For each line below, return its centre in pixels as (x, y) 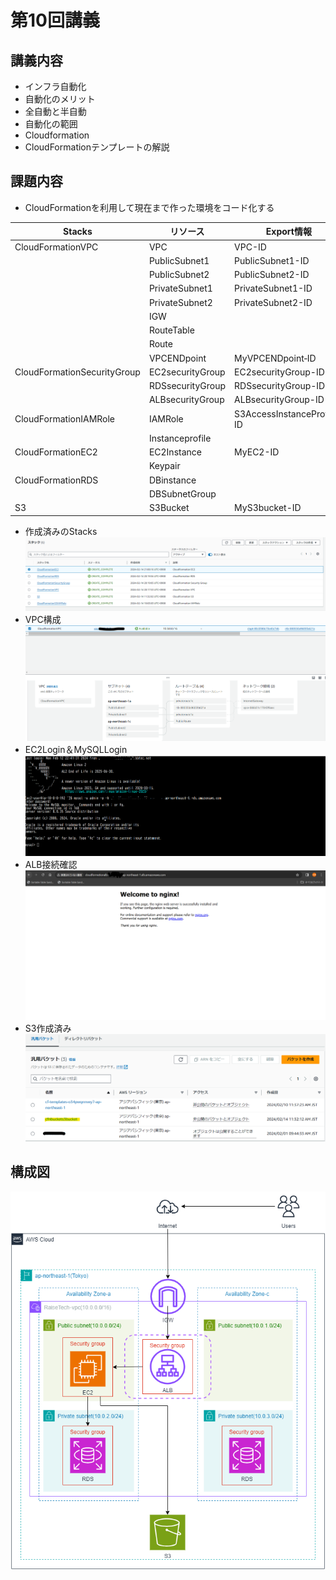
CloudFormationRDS (56, 480)
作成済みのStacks (61, 531)
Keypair (164, 466)
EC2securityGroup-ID (279, 372)
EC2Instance (175, 452)
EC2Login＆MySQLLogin (76, 749)
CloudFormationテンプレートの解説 (97, 147)
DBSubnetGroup (182, 493)
